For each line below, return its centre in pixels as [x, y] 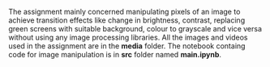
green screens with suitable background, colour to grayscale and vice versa [135, 29]
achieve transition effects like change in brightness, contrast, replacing [127, 20]
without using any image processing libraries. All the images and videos [128, 37]
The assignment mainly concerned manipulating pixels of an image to [124, 12]
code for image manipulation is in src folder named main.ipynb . [115, 54]
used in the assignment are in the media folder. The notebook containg [127, 46]
